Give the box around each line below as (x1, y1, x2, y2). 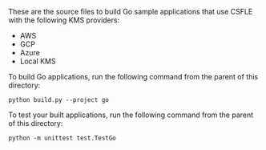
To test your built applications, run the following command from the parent (8, 110, 254, 120)
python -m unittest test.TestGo (8, 134, 116, 142)
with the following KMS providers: (8, 15, 120, 25)
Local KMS (19, 56, 56, 66)
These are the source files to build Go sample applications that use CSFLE (8, 7, 253, 16)
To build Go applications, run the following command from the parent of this (8, 72, 259, 81)
